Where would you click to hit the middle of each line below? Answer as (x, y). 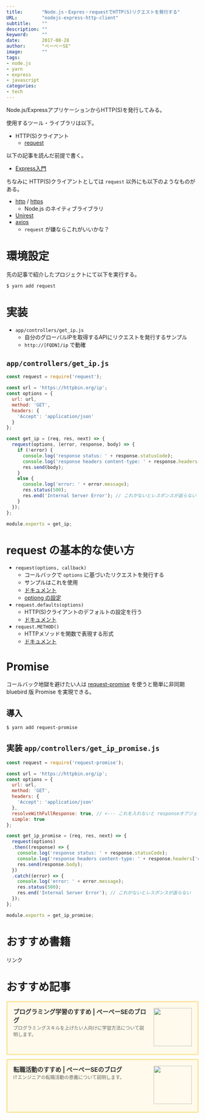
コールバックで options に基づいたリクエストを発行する (94, 575)
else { (26, 479)
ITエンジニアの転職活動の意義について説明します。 (69, 1077)
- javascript (23, 80)
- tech (15, 92)
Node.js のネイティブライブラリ (64, 208)
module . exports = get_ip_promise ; (50, 915)
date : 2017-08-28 (38, 40)
